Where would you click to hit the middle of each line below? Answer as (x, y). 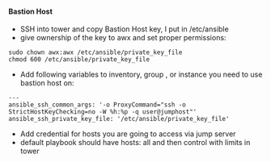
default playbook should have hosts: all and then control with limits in (135, 143)
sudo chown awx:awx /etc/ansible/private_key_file (95, 52)
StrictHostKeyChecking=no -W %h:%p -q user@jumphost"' (103, 112)
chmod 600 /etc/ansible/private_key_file (79, 60)
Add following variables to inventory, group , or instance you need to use (141, 75)
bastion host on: (47, 83)
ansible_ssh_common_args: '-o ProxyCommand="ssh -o (97, 105)
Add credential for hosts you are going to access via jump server (128, 134)
